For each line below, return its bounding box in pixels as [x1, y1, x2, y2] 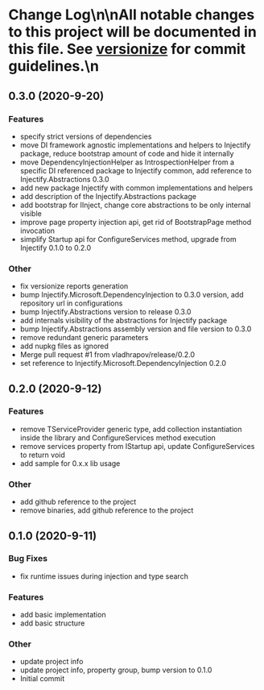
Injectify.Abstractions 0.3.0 [19, 174, 110, 184]
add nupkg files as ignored [19, 341, 109, 351]
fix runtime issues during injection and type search [19, 571, 189, 581]
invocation [19, 226, 55, 235]
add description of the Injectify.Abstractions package [19, 191, 197, 201]
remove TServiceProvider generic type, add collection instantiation [19, 424, 242, 434]
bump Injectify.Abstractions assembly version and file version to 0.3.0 [19, 324, 252, 334]
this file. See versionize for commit [8, 40, 246, 58]
